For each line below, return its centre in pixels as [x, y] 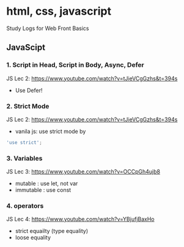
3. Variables [24, 158]
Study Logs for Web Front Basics [48, 28]
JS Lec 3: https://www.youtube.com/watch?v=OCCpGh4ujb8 [83, 172]
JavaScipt [26, 47]
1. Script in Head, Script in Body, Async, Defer [75, 65]
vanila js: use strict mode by [50, 131]
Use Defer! [29, 90]
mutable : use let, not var [46, 184]
